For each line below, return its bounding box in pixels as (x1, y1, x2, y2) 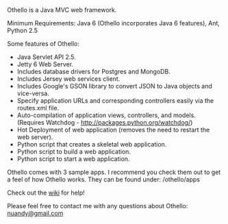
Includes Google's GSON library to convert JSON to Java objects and (16, 82, 212, 90)
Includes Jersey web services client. (16, 75, 121, 83)
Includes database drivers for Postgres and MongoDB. (16, 68, 171, 75)
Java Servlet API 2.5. (16, 53, 77, 61)
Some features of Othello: (7, 40, 80, 47)
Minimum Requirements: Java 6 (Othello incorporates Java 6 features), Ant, (7, 19, 220, 27)
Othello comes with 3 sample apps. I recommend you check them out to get (7, 168, 221, 176)
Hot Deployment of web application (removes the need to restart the (16, 126, 210, 134)
